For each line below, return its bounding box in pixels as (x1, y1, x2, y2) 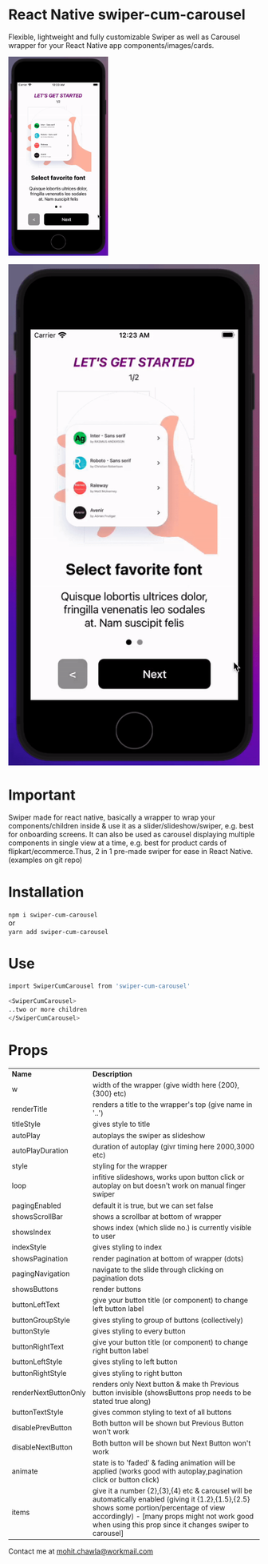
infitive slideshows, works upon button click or (93, 1173, 245, 1182)
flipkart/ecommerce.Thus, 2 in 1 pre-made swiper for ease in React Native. (8, 846, 254, 856)
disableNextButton (11, 1442, 73, 1452)
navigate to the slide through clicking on (93, 1265, 224, 1274)
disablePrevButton (11, 1422, 73, 1432)
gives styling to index (93, 1242, 162, 1252)
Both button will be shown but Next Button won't (93, 1438, 251, 1448)
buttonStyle (11, 1326, 50, 1336)
